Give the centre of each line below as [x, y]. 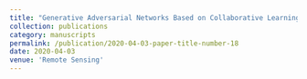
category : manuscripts [53, 35]
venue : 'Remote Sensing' [57, 60]
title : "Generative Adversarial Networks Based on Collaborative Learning [155, 18]
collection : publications [58, 26]
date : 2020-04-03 [42, 52]
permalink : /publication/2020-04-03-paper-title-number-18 [124, 43]
